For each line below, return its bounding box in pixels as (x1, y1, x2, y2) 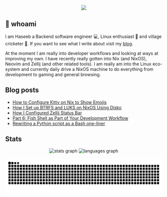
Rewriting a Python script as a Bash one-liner (12, 120, 106, 126)
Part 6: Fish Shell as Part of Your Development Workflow (12, 115, 129, 121)
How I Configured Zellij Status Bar (12, 110, 82, 116)
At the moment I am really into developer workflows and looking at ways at (5, 50, 159, 56)
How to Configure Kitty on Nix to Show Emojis (12, 99, 107, 105)
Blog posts (5, 86, 39, 94)
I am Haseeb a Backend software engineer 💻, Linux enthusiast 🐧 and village (5, 33, 162, 39)
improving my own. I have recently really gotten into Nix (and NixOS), (5, 55, 147, 61)
